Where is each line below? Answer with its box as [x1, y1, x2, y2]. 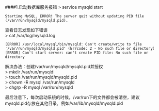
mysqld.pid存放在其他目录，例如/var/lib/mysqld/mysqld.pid [5, 100, 123, 106]
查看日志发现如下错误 [5, 27, 48, 33]
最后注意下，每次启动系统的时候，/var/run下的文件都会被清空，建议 [5, 95, 140, 100]
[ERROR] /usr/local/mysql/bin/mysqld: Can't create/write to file [5, 42, 142, 47]
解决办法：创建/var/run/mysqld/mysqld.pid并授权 [5, 64, 103, 69]
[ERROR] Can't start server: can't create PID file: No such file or [5, 50, 149, 55]
